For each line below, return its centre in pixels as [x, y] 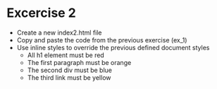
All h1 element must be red [66, 55]
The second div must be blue [70, 70]
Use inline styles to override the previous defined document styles [113, 47]
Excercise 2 [42, 13]
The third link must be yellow [69, 77]
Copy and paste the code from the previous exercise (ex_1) [102, 40]
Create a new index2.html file [60, 32]
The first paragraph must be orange [79, 62]
